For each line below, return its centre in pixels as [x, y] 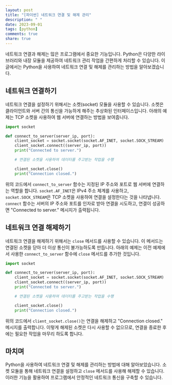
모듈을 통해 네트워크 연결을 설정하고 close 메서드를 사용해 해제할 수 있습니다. [88, 371]
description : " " [24, 20]
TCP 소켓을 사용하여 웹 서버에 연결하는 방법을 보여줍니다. [72, 117]
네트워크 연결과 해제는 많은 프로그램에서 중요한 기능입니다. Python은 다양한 [81, 54]
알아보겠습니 [151, 67]
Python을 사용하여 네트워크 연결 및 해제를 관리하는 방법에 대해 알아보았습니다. [83, 364]
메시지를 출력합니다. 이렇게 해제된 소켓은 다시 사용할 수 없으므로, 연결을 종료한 [83, 327]
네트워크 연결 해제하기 [38, 228]
